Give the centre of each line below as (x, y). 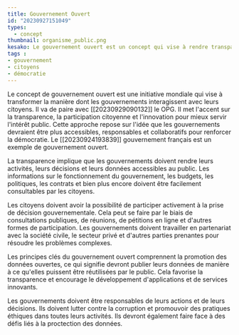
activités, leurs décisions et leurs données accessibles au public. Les (108, 168)
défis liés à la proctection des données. (65, 323)
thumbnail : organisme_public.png (57, 41)
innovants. (22, 287)
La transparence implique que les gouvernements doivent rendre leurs (110, 160)
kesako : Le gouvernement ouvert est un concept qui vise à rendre (108, 47)
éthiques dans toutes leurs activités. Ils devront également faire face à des (116, 316)
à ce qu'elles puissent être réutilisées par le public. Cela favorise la (105, 272)
